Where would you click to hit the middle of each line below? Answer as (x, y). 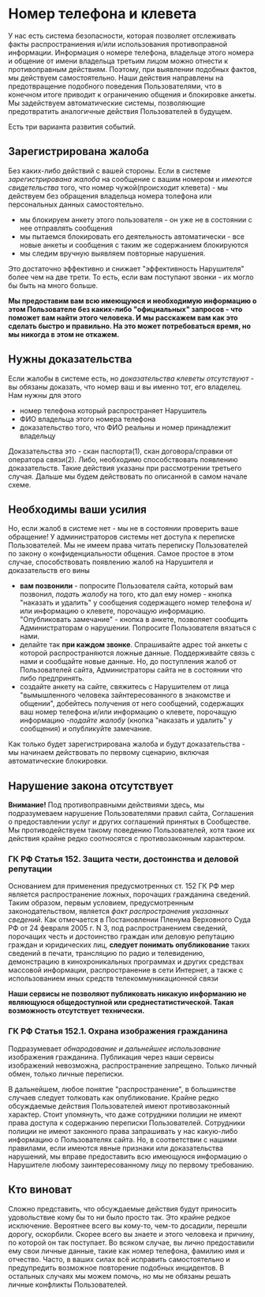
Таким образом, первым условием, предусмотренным (101, 903)
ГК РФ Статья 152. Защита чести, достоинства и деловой (123, 859)
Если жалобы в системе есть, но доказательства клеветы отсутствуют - (131, 378)
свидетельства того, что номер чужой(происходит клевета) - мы (118, 188)
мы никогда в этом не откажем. (64, 334)
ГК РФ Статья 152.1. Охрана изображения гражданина (118, 1031)
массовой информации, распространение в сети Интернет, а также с (125, 970)
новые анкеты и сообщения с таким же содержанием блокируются (134, 245)
